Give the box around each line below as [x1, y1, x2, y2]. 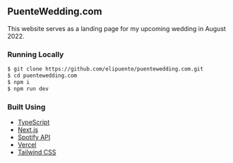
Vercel [17, 140, 37, 149]
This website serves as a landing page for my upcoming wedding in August [7, 24, 226, 32]
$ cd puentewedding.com [7, 72, 78, 79]
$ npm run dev [7, 85, 49, 92]
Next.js [17, 125, 39, 133]
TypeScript [17, 118, 50, 126]
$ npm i [7, 78, 30, 85]
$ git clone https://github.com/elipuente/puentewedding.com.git [7, 66, 203, 73]
